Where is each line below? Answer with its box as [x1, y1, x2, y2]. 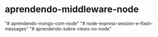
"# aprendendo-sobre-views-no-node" [29, 25, 112, 31]
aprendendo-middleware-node [5, 4, 139, 15]
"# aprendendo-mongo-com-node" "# [5, 20, 86, 26]
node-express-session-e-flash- [86, 20, 153, 26]
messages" [5, 25, 29, 31]
